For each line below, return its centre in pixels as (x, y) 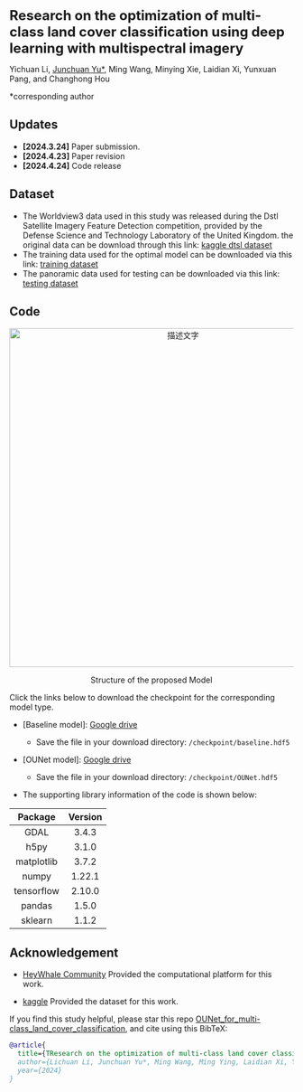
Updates (34, 125)
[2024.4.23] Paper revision (73, 155)
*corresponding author (52, 96)
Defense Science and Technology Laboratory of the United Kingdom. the (158, 235)
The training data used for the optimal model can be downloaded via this (157, 254)
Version (85, 817)
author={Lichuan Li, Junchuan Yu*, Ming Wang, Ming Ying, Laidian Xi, (153, 1062)
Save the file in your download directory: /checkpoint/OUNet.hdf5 (156, 777)
